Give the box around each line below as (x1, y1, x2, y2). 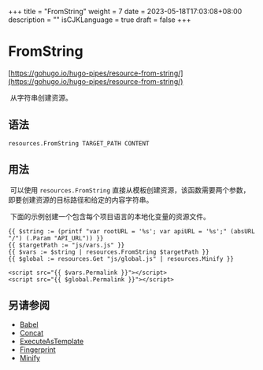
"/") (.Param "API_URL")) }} (8, 234, 104, 242)
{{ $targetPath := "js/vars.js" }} (8, 241, 125, 249)
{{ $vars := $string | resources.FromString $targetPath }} (8, 247, 210, 256)
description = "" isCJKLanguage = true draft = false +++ (8, 15, 191, 24)
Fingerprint (19, 345, 57, 354)
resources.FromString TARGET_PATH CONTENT (8, 139, 150, 148)
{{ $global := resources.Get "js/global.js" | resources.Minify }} (8, 255, 235, 262)
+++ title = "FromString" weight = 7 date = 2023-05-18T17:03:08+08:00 (8, 7, 243, 16)
